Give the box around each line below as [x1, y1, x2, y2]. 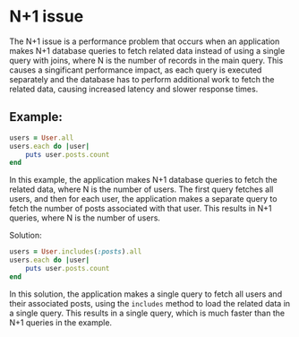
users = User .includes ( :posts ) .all [9, 247, 142, 256]
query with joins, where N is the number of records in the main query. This [9, 55, 284, 65]
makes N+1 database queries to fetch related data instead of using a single [9, 45, 286, 56]
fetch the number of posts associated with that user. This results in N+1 [9, 203, 272, 214]
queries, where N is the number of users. [9, 212, 161, 223]
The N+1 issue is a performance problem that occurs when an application [9, 36, 280, 47]
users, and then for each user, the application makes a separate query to [9, 194, 278, 204]
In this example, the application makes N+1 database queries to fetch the [9, 175, 278, 186]
